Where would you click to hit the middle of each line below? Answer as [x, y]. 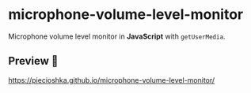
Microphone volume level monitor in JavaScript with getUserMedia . [117, 36]
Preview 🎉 [33, 61]
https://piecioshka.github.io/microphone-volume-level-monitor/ [112, 80]
